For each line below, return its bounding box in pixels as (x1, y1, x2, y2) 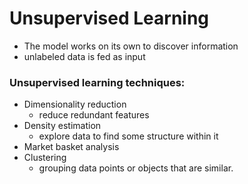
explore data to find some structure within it (38, 130, 219, 142)
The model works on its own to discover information (23, 40, 239, 52)
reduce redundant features (38, 109, 150, 121)
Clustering (23, 152, 67, 164)
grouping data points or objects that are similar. (38, 162, 234, 174)
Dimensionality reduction (23, 98, 127, 111)
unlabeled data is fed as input (23, 50, 146, 62)
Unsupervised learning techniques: (9, 75, 186, 89)
